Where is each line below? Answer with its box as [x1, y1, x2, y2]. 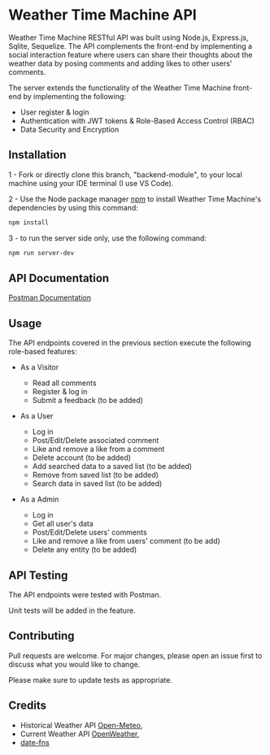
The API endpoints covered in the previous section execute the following [8, 338, 252, 348]
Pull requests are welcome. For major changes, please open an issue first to [8, 650, 263, 660]
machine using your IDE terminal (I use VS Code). [8, 178, 174, 188]
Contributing [8, 629, 75, 643]
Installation [8, 148, 67, 162]
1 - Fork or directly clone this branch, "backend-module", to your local [8, 169, 242, 180]
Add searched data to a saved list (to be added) [32, 462, 193, 471]
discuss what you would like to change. [8, 659, 141, 669]
